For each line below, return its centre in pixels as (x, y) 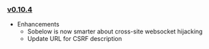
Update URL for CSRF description (74, 39)
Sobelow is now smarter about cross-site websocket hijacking (115, 31)
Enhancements (38, 24)
